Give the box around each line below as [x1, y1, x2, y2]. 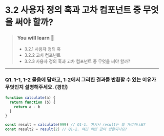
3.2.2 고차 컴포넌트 [24, 52, 61, 58]
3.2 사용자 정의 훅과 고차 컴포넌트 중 [5, 4, 141, 16]
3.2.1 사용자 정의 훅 [24, 46, 61, 52]
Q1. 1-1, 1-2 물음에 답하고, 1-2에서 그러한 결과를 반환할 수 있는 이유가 [5, 76, 156, 83]
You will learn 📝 [17, 35, 55, 42]
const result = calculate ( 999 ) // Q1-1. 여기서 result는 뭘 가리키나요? [5, 122, 146, 127]
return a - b [14, 104, 41, 109]
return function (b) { [9, 100, 56, 105]
